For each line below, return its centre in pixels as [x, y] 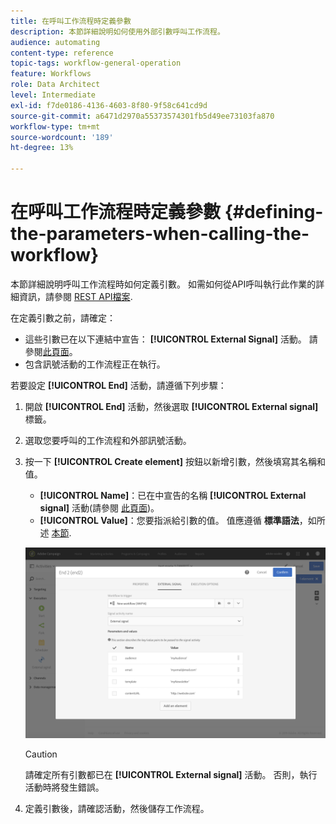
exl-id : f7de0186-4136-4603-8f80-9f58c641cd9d [109, 105]
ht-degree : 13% [42, 148]
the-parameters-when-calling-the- [160, 234]
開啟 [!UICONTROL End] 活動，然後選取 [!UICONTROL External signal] [171, 406]
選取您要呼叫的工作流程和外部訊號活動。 [108, 440]
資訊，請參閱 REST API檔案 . [75, 296]
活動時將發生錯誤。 [64, 787]
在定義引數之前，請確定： [63, 317]
